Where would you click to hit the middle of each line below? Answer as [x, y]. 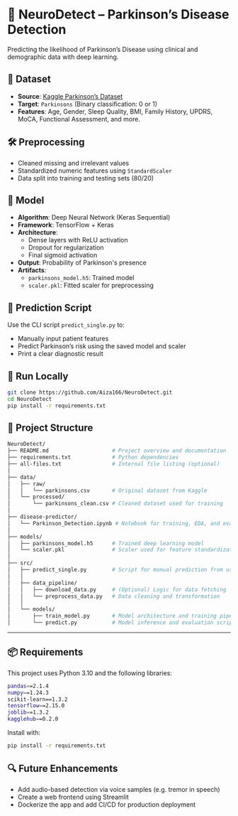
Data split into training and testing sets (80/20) [86, 178]
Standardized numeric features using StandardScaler [95, 171]
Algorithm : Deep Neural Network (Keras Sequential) [94, 218]
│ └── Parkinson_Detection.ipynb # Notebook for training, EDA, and [114, 523]
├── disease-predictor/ [42, 517]
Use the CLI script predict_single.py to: [66, 325]
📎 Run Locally [38, 376]
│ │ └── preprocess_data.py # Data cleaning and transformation [114, 596]
